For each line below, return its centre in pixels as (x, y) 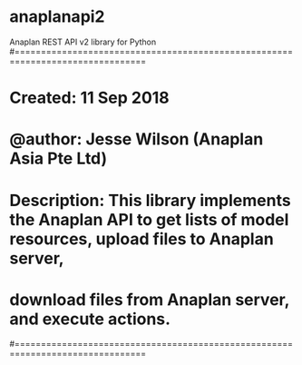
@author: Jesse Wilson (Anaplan (136, 139)
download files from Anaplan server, (150, 299)
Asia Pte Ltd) (58, 158)
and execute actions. (90, 319)
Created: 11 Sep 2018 (89, 98)
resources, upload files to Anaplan (141, 239)
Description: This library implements (151, 200)
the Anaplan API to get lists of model (149, 219)
